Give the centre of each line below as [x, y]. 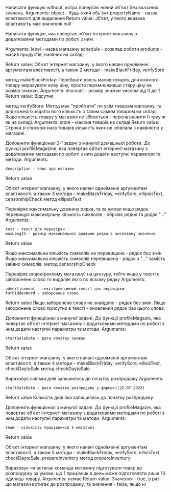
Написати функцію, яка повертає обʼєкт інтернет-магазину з [71, 34]
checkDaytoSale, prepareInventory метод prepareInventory [68, 458]
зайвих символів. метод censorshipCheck [51, 264]
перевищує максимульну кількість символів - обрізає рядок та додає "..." [86, 214]
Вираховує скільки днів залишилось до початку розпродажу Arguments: [84, 379]
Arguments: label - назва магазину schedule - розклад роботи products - [84, 49]
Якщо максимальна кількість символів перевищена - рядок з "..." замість [86, 259]
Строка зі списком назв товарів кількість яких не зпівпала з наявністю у [84, 128]
